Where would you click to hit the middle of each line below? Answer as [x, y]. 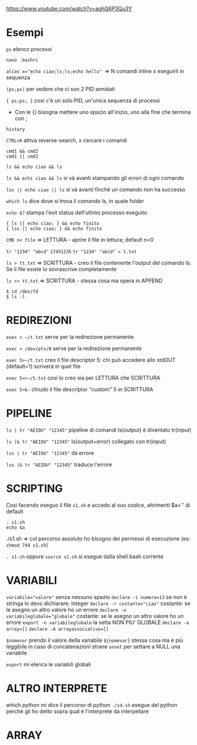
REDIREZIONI [39, 320]
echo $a [16, 527]
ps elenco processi [29, 49]
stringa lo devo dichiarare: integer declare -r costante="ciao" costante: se [99, 603]
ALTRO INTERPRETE [57, 688]
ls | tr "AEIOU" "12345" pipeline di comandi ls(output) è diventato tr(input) [99, 430]
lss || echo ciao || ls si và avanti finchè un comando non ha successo [96, 189]
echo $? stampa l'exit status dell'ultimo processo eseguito [77, 212]
